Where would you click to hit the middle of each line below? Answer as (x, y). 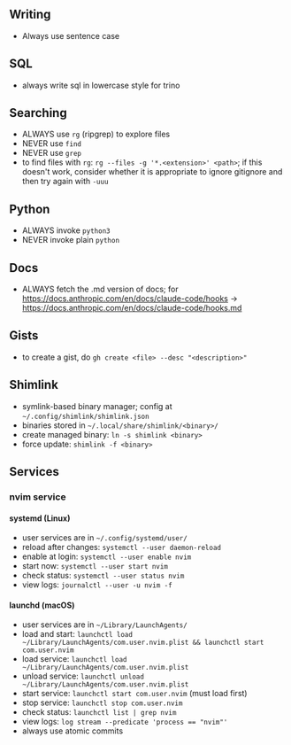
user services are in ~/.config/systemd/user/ (104, 538)
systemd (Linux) (40, 518)
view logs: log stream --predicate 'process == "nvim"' (125, 722)
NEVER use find (52, 144)
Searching (38, 113)
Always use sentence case (71, 35)
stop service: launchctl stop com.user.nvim (102, 702)
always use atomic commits (73, 731)
